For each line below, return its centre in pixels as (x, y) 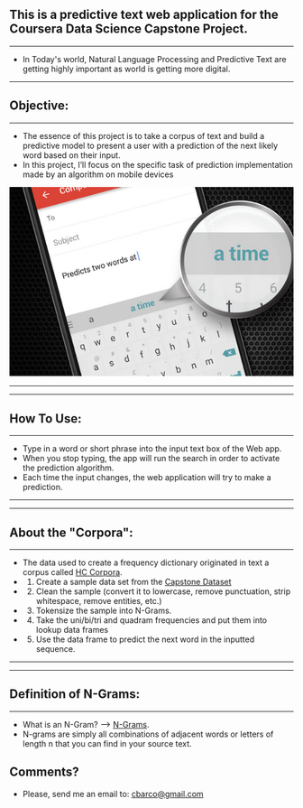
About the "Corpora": (71, 532)
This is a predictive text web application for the (144, 15)
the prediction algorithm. (68, 468)
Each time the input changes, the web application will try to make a (147, 478)
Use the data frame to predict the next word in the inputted (145, 639)
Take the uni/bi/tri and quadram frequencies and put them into (151, 620)
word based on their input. (71, 155)
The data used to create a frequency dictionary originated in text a (146, 562)
